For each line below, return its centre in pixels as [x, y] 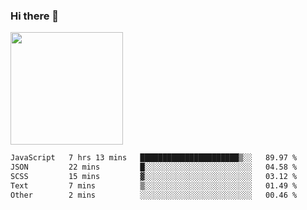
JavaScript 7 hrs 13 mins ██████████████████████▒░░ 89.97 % [154, 158]
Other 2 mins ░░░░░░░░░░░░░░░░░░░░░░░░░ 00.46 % [154, 195]
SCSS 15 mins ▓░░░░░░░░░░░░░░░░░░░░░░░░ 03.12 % [154, 177]
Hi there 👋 [35, 16]
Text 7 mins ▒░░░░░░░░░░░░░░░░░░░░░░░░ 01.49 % [154, 185]
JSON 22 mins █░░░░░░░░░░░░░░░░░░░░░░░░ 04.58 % [154, 167]
